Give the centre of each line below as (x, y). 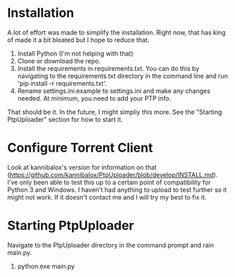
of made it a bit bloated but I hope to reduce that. (78, 39)
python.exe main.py (46, 266)
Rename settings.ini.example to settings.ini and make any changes (114, 91)
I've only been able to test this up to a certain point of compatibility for (109, 182)
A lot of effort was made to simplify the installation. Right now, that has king (116, 32)
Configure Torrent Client (80, 148)
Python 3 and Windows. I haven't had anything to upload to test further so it (117, 189)
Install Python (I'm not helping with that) (75, 53)
